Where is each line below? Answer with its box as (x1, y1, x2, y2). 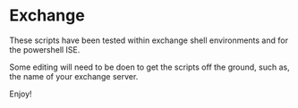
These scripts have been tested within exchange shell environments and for (9, 35, 289, 46)
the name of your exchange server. (9, 71, 139, 81)
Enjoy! (9, 88, 33, 99)
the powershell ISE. (9, 44, 81, 54)
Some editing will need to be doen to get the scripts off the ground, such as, (9, 62, 290, 72)
